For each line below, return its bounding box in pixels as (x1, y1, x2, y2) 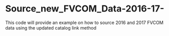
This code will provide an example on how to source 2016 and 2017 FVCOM (5, 19, 164, 25)
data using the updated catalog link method (5, 24, 97, 30)
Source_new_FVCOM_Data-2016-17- (5, 3, 164, 14)
